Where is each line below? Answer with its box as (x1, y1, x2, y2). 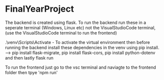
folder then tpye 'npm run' (5, 69, 58, 75)
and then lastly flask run (5, 55, 54, 60)
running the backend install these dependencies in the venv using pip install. (5, 44, 160, 50)
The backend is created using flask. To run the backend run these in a (5, 20, 146, 25)
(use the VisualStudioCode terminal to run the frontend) (5, 30, 117, 36)
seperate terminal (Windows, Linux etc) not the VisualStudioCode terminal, (5, 24, 156, 30)
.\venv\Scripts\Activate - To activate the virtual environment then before (5, 39, 150, 45)
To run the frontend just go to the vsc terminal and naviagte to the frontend (5, 64, 156, 70)
